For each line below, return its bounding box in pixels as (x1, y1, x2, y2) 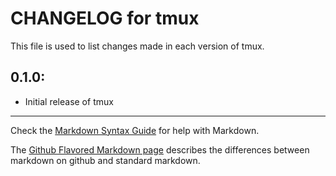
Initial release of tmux (24, 95, 114, 107)
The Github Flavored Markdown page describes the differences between (10, 143, 310, 156)
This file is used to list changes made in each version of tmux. (10, 40, 265, 52)
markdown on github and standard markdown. (10, 154, 201, 166)
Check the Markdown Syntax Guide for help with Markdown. (10, 124, 260, 136)
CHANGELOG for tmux (10, 7, 200, 30)
